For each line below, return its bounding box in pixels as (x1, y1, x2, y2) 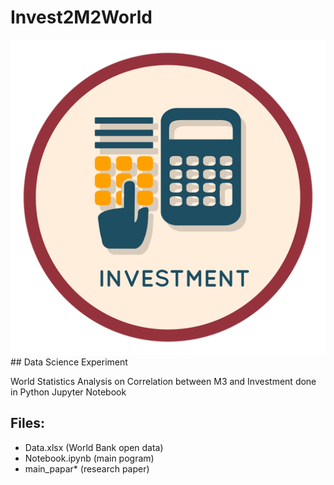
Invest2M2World (10, 6, 153, 29)
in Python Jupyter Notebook (10, 386, 127, 398)
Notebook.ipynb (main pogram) (24, 452, 155, 464)
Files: (10, 415, 45, 432)
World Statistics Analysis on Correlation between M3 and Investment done (10, 375, 317, 387)
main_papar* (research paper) (24, 462, 150, 475)
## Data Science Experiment (10, 356, 128, 368)
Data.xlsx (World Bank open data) (24, 441, 164, 453)
